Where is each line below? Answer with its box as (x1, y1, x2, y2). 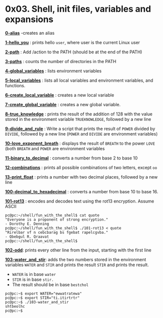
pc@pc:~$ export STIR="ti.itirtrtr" (5, 295, 80, 300)
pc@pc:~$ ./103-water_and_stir (5, 299, 69, 304)
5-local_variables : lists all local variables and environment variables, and (5, 77, 153, 83)
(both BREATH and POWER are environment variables (5, 145, 105, 151)
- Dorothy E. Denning (5, 221, 49, 226)
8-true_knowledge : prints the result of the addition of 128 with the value (5, 111, 153, 117)
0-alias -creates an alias (5, 30, 55, 36)
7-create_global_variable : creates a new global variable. (5, 101, 121, 107)
